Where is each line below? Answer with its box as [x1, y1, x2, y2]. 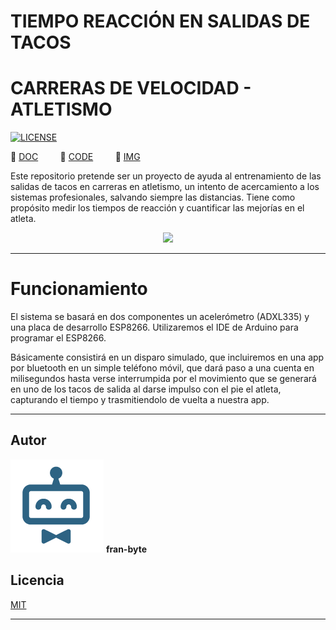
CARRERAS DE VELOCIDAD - [10, 77, 252, 100]
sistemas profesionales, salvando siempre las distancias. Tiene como [10, 191, 296, 204]
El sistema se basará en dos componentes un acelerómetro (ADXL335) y [10, 311, 310, 323]
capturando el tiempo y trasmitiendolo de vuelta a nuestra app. [10, 394, 270, 406]
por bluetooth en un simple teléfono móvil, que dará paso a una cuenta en [10, 362, 315, 374]
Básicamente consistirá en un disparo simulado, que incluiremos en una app [10, 351, 325, 364]
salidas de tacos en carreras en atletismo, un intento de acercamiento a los [10, 181, 320, 193]
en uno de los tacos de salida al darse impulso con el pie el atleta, [10, 383, 282, 395]
